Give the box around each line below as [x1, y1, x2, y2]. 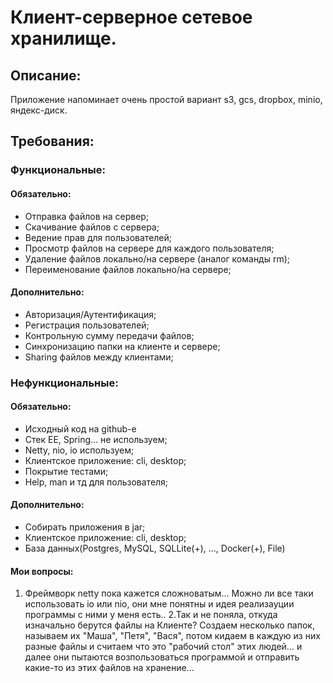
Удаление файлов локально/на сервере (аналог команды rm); [24, 252, 291, 265]
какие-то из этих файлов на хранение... [24, 662, 195, 674]
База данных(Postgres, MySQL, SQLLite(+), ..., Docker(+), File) [24, 542, 286, 555]
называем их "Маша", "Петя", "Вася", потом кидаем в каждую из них [24, 630, 321, 642]
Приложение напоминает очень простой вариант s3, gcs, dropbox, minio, [10, 94, 323, 105]
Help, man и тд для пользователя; [24, 476, 169, 488]
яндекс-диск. [10, 104, 68, 116]
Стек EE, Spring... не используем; [24, 433, 168, 445]
